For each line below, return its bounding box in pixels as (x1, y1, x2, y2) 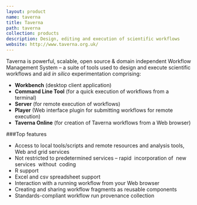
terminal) (14, 94, 37, 101)
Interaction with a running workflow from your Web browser (14, 179, 160, 186)
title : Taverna (6, 19, 44, 25)
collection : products (6, 31, 59, 37)
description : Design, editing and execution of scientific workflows (6, 36, 181, 42)
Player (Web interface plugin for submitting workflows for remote (14, 107, 173, 114)
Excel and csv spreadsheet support (14, 173, 101, 180)
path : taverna (6, 25, 41, 31)
